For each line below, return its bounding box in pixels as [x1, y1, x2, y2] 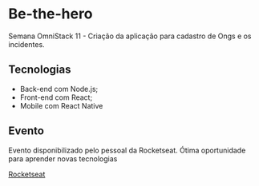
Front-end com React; [19, 93, 93, 102]
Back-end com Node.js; [19, 84, 99, 93]
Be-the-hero [8, 5, 93, 23]
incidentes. [8, 39, 46, 49]
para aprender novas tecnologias [8, 153, 118, 164]
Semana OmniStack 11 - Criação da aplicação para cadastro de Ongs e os [8, 31, 252, 41]
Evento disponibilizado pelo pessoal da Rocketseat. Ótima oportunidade [8, 145, 246, 155]
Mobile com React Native [19, 101, 103, 110]
